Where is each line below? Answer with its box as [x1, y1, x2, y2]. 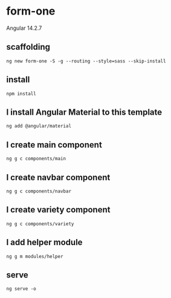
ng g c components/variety [6, 220, 74, 227]
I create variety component [6, 205, 111, 215]
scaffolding [6, 42, 50, 52]
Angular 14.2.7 [6, 24, 42, 32]
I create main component [6, 140, 103, 150]
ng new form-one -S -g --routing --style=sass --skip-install [6, 58, 166, 64]
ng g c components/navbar [6, 188, 71, 194]
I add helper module [6, 237, 83, 248]
